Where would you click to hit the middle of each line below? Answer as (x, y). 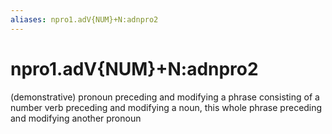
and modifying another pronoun (76, 118)
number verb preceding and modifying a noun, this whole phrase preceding (166, 107)
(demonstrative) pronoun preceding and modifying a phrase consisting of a (165, 97)
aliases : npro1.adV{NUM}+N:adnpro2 (84, 19)
